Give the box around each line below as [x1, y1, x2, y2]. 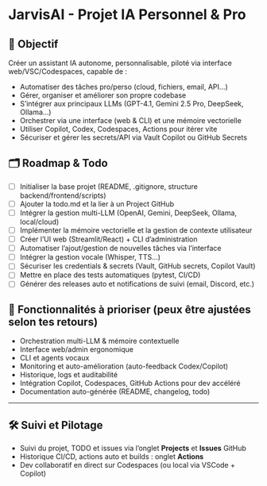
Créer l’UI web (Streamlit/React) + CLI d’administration [19, 234, 198, 244]
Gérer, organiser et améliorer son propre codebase [19, 91, 187, 100]
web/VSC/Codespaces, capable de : [8, 67, 128, 76]
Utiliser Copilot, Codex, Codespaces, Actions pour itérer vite [19, 125, 218, 133]
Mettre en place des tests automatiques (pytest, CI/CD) [19, 270, 201, 280]
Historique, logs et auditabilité [19, 370, 118, 380]
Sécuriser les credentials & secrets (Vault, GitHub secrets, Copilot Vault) [19, 261, 256, 271]
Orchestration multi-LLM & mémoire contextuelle [19, 336, 180, 346]
